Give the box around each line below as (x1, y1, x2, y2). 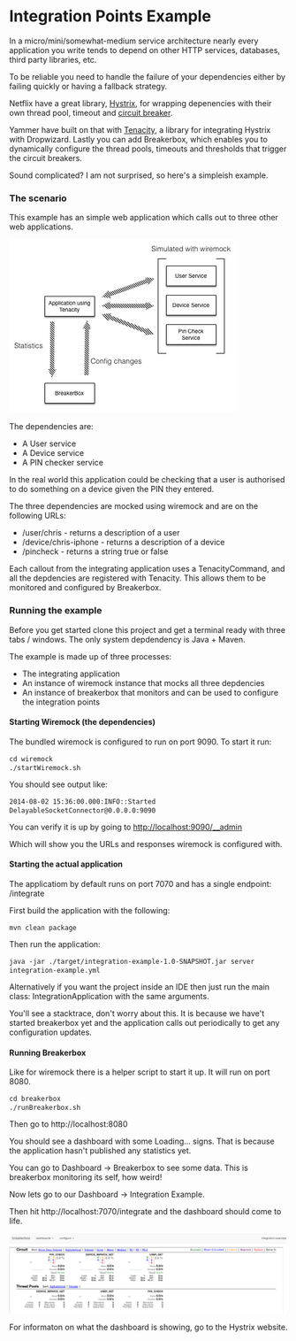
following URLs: (9, 511, 66, 521)
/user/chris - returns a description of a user (21, 528, 180, 538)
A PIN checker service (21, 458, 104, 468)
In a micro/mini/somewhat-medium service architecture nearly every (9, 35, 259, 46)
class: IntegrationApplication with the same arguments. (9, 990, 209, 1001)
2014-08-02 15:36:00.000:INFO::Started (9, 797, 156, 806)
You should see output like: (9, 779, 108, 790)
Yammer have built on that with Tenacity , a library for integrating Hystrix (9, 124, 271, 135)
